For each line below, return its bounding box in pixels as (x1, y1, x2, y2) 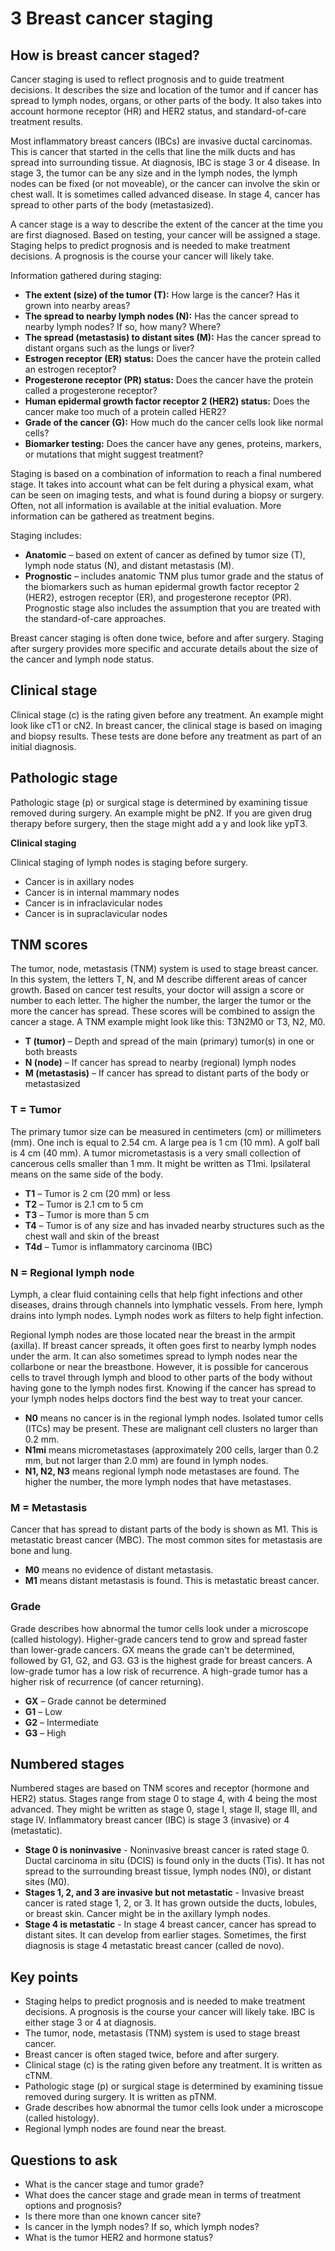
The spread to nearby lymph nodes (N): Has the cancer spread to (24, 310, 299, 322)
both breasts (24, 1046, 78, 1058)
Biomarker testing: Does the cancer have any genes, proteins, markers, (24, 438, 322, 449)
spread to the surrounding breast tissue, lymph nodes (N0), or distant (24, 1865, 312, 1877)
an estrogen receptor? (24, 363, 117, 375)
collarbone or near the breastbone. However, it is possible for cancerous (10, 1361, 309, 1373)
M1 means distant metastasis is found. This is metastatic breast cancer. (24, 1575, 320, 1587)
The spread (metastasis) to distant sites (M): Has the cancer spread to (24, 332, 322, 343)
